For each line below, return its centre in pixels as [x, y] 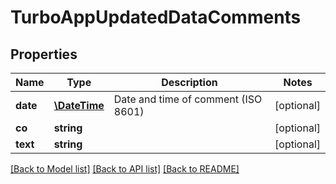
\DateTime [79, 105]
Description [189, 82]
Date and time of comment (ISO [188, 99]
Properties [44, 54]
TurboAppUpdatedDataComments [156, 17]
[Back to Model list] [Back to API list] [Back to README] [125, 169]
